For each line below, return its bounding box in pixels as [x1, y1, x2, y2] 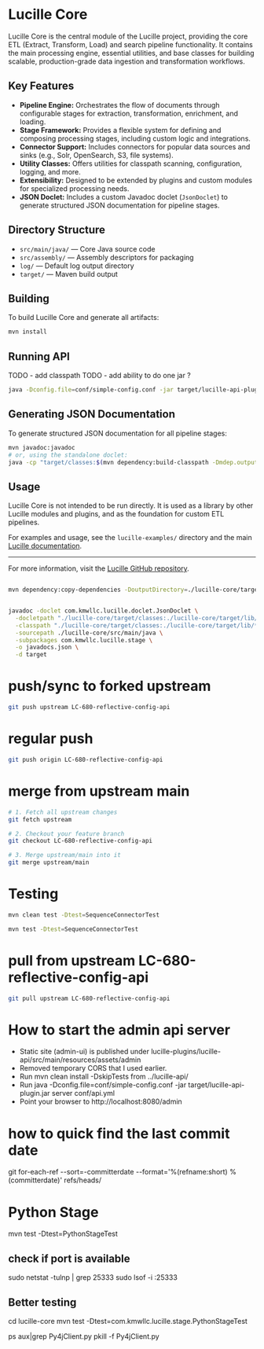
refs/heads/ [64, 1175, 102, 1185]
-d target [15, 651, 47, 659]
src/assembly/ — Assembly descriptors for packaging [19, 252, 194, 262]
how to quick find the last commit [8, 1124, 230, 1142]
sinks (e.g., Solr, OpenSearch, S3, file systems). [19, 150, 174, 160]
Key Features [8, 79, 75, 93]
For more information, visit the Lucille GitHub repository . [8, 564, 190, 573]
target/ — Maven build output [19, 269, 118, 278]
